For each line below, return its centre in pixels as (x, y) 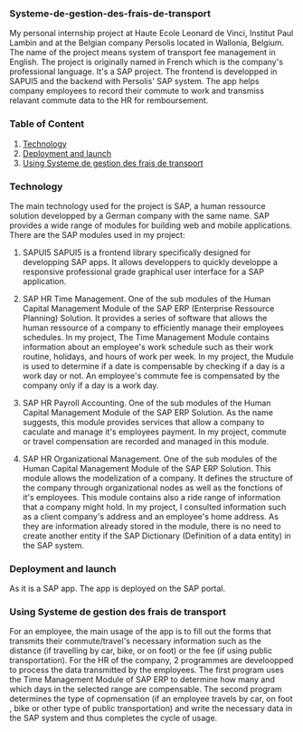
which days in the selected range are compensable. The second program (146, 689)
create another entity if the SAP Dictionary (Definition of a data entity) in (156, 536)
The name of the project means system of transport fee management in (142, 52)
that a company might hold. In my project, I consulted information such (154, 507)
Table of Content (47, 124)
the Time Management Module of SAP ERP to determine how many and (142, 680)
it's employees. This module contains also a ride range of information (151, 497)
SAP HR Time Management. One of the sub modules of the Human (147, 299)
